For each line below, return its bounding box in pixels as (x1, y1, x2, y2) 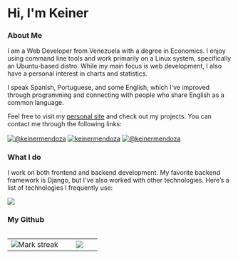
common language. (7, 98, 64, 107)
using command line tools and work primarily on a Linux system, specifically (7, 54, 232, 63)
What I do (7, 152, 41, 162)
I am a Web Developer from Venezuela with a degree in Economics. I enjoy (7, 46, 226, 55)
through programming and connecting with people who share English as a (7, 91, 224, 99)
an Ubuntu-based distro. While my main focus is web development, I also (7, 62, 222, 71)
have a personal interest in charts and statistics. (7, 69, 148, 78)
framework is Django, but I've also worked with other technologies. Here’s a (7, 176, 229, 185)
